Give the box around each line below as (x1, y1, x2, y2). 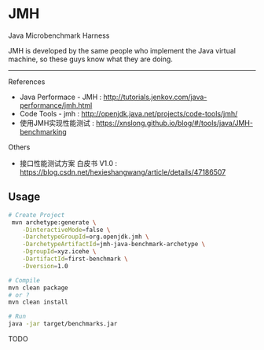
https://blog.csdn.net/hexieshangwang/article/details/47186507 (19, 167, 226, 177)
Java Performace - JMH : (19, 92, 102, 101)
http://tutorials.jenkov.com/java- (103, 92, 207, 101)
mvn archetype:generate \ (11, 218, 97, 227)
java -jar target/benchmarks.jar (8, 320, 118, 328)
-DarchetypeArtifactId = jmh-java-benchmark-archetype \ (22, 241, 206, 249)
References (8, 76, 46, 87)
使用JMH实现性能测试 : (19, 118, 94, 127)
